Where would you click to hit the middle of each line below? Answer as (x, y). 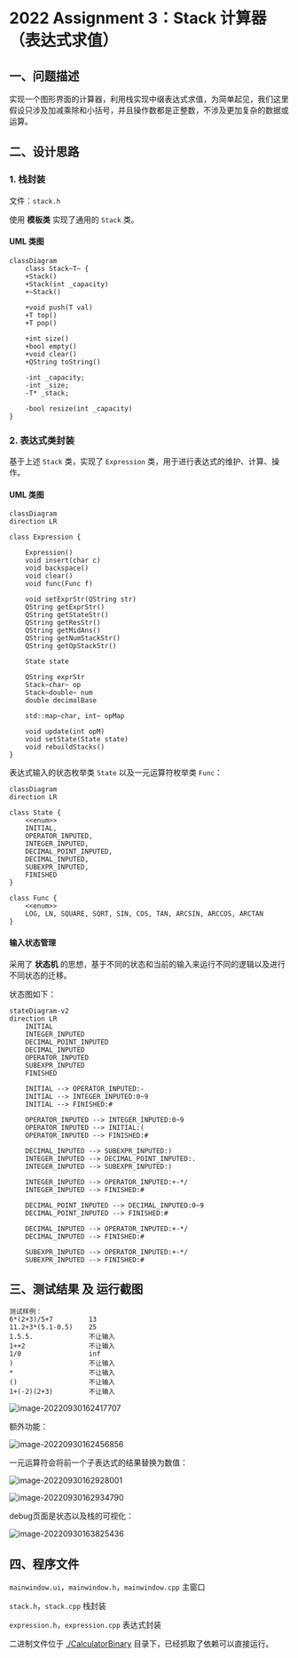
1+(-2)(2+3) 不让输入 (62, 1392)
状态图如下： (32, 994)
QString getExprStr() (65, 607)
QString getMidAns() (63, 631)
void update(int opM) (65, 732)
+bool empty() (51, 346)
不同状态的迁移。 (40, 975)
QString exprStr (55, 677)
